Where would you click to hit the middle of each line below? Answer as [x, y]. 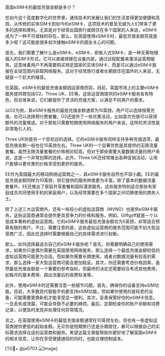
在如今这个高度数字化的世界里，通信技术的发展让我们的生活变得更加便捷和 [80, 18]
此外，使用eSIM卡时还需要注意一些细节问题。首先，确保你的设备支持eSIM [80, 285]
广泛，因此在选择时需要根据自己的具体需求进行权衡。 [67, 234]
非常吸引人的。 [20, 129]
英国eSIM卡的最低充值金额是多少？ [41, 7]
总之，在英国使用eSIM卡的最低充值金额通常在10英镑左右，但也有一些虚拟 [79, 320]
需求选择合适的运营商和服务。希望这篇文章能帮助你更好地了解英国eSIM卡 [83, 332]
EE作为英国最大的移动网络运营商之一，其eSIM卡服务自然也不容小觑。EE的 [80, 174]
